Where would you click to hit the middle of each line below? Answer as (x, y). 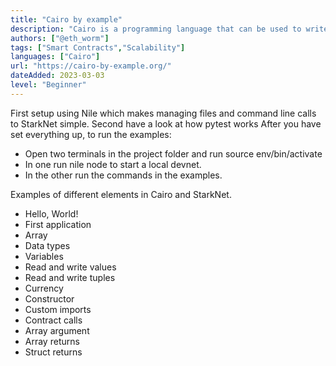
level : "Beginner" (48, 85)
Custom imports (58, 309)
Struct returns (53, 352)
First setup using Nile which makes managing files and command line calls (163, 113)
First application (58, 224)
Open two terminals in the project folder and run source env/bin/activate (173, 153)
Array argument (57, 330)
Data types (47, 245)
